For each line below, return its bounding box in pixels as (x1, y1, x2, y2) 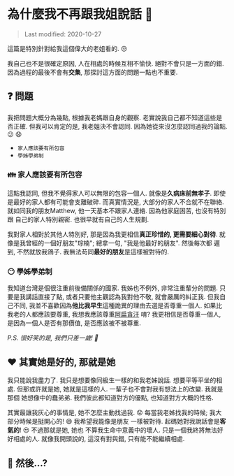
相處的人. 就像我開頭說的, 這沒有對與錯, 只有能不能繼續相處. (13, 435, 185, 443)
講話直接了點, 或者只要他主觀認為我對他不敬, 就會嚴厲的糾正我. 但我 (25, 293, 220, 301)
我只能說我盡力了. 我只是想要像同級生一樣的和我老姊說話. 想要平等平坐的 (7, 376, 217, 384)
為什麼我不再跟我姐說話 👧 (7, 6, 154, 22)
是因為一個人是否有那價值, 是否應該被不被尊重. (7, 319, 142, 327)
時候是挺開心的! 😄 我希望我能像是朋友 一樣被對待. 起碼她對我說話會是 (19, 417, 220, 426)
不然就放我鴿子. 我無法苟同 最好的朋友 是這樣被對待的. (16, 247, 169, 256)
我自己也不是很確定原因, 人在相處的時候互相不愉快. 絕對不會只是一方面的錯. (7, 59, 224, 67)
